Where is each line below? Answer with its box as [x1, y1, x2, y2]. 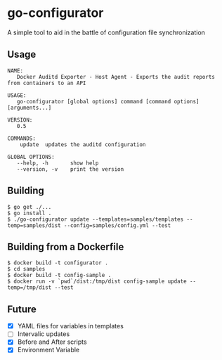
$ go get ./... [7, 203, 52, 210]
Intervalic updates [17, 330, 70, 338]
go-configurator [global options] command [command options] [16, 98, 200, 105]
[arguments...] [7, 104, 52, 111]
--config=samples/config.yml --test [63, 221, 171, 229]
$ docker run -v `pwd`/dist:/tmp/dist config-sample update [7, 278, 188, 285]
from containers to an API [7, 79, 86, 86]
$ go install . [7, 210, 52, 217]
